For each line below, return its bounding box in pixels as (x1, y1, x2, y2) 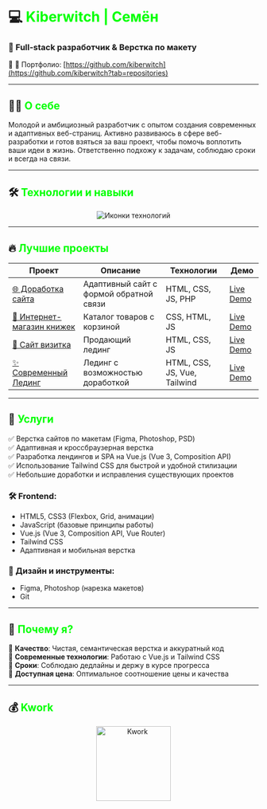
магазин (12, 321, 45, 332)
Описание (100, 265, 141, 276)
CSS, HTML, (165, 311, 211, 322)
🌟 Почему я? (8, 622, 74, 636)
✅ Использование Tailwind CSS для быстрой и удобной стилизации (8, 461, 238, 470)
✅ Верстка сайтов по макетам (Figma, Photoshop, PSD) (8, 434, 195, 443)
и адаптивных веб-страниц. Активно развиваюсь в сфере (8, 128, 205, 138)
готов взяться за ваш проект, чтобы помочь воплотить (55, 137, 242, 147)
